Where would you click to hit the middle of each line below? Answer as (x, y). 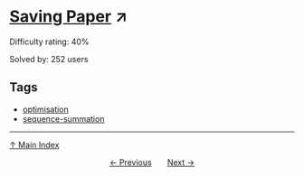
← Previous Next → (152, 162)
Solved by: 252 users (49, 59)
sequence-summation (63, 118)
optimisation (46, 109)
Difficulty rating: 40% (49, 42)
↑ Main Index (34, 144)
